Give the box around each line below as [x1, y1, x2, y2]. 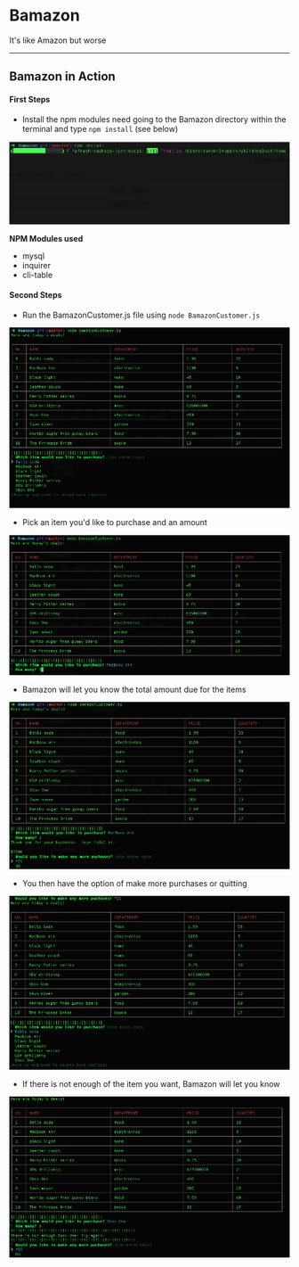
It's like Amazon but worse [9, 35, 107, 45]
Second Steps [9, 290, 62, 300]
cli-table [21, 269, 53, 280]
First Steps [9, 94, 51, 104]
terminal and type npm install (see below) [21, 123, 179, 134]
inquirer [21, 259, 52, 270]
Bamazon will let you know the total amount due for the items [21, 684, 246, 695]
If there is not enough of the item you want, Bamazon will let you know [21, 1078, 280, 1089]
